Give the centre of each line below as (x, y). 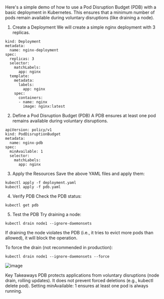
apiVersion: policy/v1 (28, 130)
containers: (30, 98)
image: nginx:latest (44, 106)
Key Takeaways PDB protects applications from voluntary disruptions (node (82, 275)
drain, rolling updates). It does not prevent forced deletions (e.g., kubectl (79, 280)
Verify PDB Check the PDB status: (47, 196)
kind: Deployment (23, 42)
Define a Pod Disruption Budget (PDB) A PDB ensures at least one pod (84, 115)
